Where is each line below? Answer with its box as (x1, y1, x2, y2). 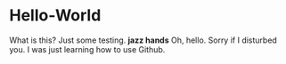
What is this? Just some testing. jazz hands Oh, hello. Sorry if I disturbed (9, 35, 278, 45)
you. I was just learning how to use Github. (9, 44, 166, 54)
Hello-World (9, 5, 102, 26)
